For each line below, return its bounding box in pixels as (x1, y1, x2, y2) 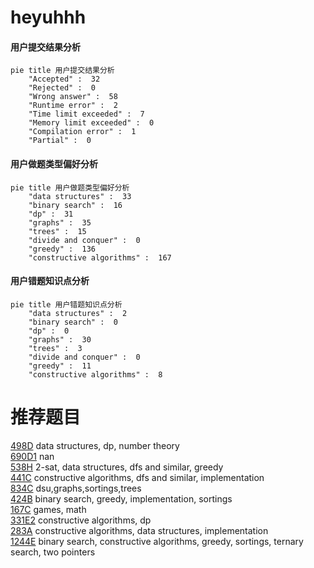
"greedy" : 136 (28, 244, 97, 254)
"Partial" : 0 (28, 136, 92, 146)
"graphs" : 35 (28, 217, 92, 228)
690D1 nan (10, 450, 55, 462)
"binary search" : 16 (28, 200, 123, 210)
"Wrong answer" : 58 (28, 92, 118, 102)
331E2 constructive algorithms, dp (10, 514, 152, 526)
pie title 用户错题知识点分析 (10, 299, 123, 310)
